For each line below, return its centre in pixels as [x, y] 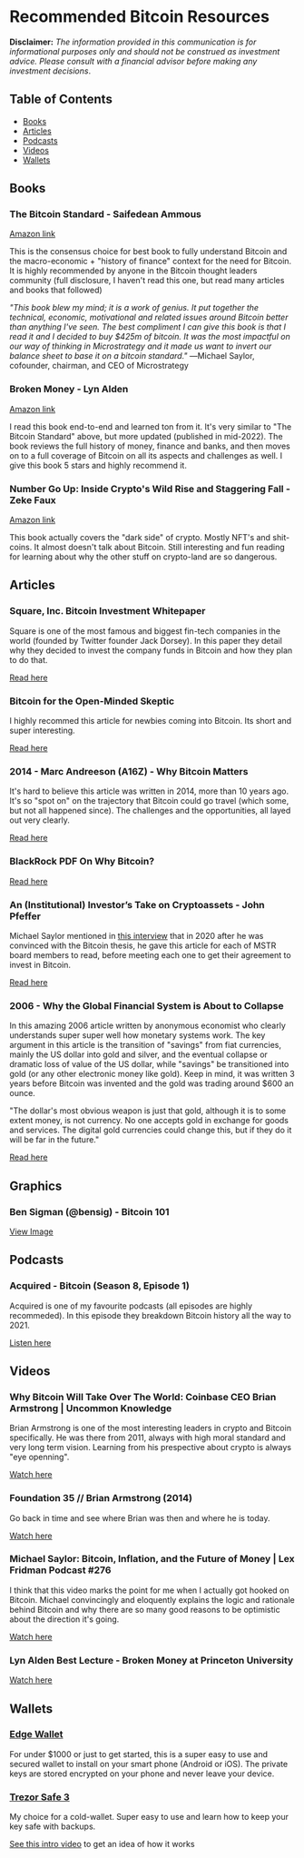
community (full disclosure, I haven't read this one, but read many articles [147, 281]
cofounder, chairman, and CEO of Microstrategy [99, 366]
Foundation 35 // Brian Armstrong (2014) [101, 1498]
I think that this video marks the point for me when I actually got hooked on [149, 1590]
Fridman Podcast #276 [60, 1570]
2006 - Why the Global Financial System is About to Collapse [147, 1005]
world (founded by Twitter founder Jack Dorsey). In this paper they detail [146, 640]
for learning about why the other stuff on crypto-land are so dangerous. [143, 557]
